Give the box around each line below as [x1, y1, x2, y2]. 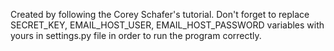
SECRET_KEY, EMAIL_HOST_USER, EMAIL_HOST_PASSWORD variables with [10, 19, 325, 31]
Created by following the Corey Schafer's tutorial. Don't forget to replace [10, 9, 310, 20]
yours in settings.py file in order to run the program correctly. [10, 30, 262, 41]
